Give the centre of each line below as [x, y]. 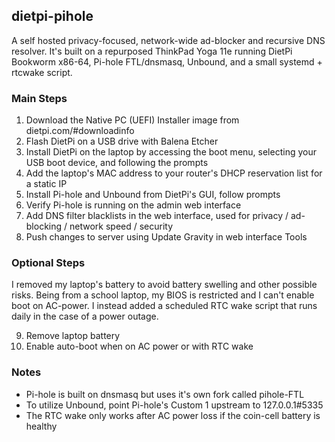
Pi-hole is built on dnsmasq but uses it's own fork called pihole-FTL [165, 394]
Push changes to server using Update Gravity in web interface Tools [166, 237]
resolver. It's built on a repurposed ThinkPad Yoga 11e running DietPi [152, 51]
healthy [41, 426]
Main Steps [39, 98]
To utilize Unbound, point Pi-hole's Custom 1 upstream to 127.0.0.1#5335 [174, 405]
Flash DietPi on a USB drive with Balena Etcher [122, 141]
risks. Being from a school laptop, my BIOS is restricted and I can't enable [163, 295]
